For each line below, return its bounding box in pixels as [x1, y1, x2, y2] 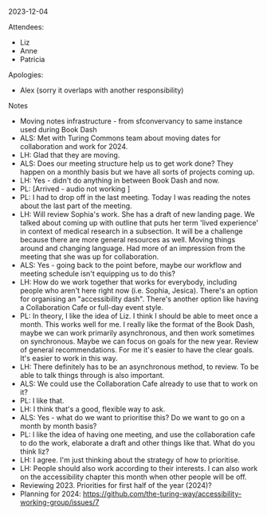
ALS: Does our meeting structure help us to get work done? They [19, 159, 234, 168]
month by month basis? [19, 422, 97, 430]
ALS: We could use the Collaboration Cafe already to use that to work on [19, 379, 258, 388]
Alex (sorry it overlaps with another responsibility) [19, 85, 184, 95]
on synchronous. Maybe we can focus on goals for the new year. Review [19, 336, 259, 346]
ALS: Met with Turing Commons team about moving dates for [19, 133, 221, 143]
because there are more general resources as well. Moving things [19, 235, 236, 244]
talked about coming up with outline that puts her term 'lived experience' [19, 218, 259, 227]
